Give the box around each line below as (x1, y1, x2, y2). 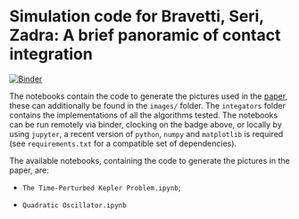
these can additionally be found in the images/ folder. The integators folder (9, 100, 286, 110)
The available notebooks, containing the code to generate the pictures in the (9, 155, 290, 166)
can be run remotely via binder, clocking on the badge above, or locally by (9, 118, 283, 130)
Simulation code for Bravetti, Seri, (9, 6, 264, 27)
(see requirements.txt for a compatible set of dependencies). (9, 138, 237, 149)
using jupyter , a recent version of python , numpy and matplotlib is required (9, 128, 284, 139)
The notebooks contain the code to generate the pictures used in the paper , (9, 91, 288, 101)
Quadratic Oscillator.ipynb (21, 200, 127, 210)
